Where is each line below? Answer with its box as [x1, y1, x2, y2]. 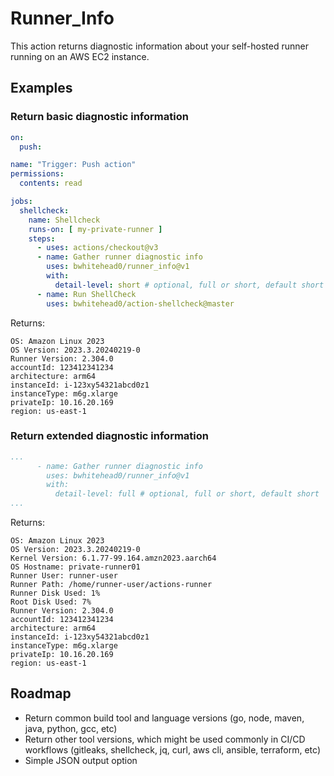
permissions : [10, 169, 65, 179]
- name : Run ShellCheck [36, 289, 137, 299]
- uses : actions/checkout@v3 [36, 243, 159, 253]
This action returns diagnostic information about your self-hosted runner [10, 40, 309, 52]
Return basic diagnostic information [10, 110, 189, 124]
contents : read [19, 178, 83, 189]
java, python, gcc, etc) [24, 722, 118, 734]
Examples [10, 80, 73, 97]
